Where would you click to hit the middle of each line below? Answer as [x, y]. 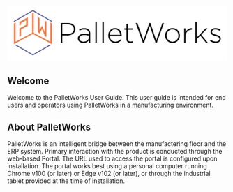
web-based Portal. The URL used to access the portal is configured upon [112, 158]
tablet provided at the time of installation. [66, 181]
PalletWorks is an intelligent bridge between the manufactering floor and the [117, 144]
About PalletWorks [49, 127]
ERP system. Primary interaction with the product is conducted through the [115, 152]
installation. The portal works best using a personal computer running [107, 166]
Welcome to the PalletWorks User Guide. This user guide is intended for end [117, 98]
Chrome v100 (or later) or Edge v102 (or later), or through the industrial [109, 174]
